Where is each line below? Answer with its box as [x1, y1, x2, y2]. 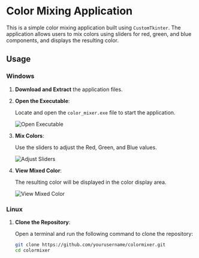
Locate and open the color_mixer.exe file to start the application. [14, 109, 176, 116]
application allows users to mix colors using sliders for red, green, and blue [6, 30, 192, 37]
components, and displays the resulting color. [6, 37, 119, 44]
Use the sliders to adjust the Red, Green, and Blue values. [14, 144, 157, 151]
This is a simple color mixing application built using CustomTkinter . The [6, 24, 181, 31]
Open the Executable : [14, 97, 70, 104]
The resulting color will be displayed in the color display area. [14, 178, 167, 186]
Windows [6, 72, 35, 80]
